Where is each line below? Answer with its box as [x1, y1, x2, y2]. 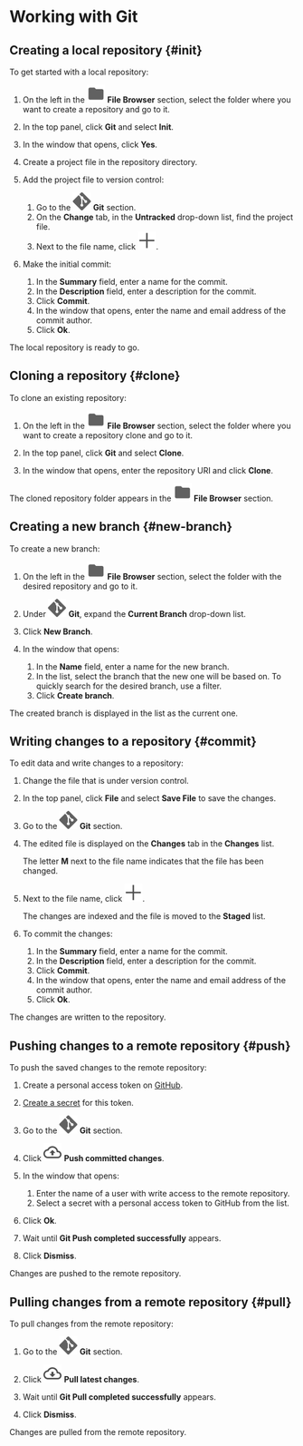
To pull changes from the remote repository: [9, 1318, 174, 1330]
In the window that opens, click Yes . [22, 139, 158, 150]
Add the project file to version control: [22, 174, 165, 185]
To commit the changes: [22, 928, 113, 940]
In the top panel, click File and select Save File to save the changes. [22, 793, 277, 804]
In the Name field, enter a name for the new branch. [35, 660, 230, 672]
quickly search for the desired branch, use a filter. [35, 680, 223, 691]
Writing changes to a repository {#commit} [9, 734, 258, 749]
